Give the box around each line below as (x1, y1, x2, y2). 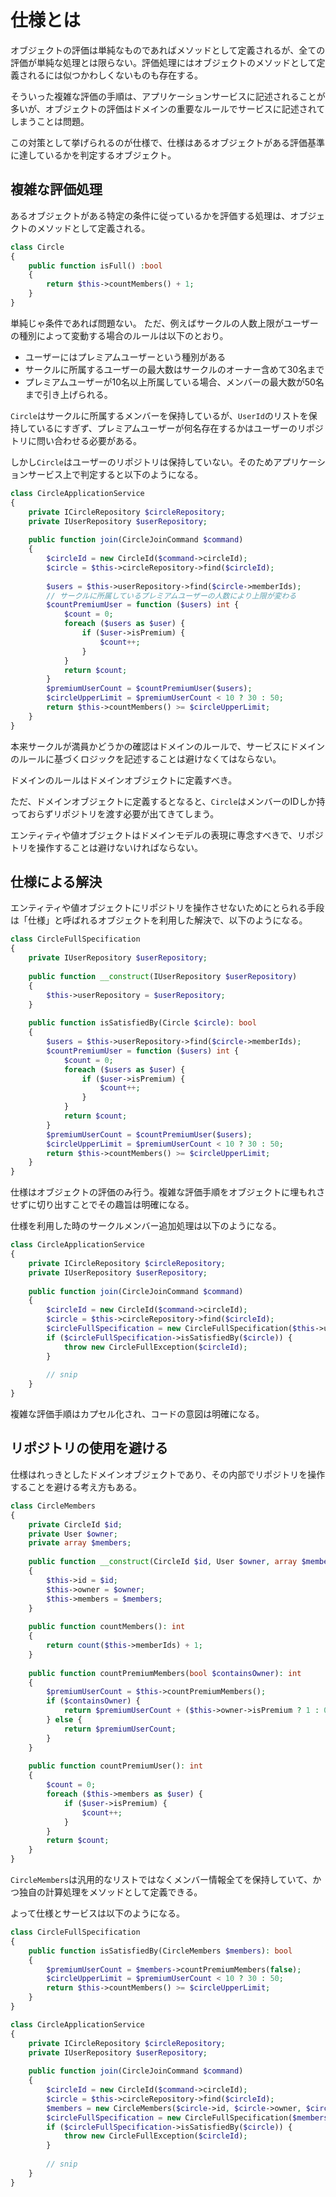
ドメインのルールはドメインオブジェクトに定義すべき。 (10, 774, 238, 786)
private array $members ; (28, 1538, 132, 1548)
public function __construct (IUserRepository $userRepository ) (28, 971, 298, 981)
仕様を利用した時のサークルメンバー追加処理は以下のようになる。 (10, 1220, 282, 1232)
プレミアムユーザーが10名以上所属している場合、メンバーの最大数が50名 (24, 376, 325, 388)
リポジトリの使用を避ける (10, 1440, 168, 1457)
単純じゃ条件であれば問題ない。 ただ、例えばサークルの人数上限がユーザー (10, 317, 319, 329)
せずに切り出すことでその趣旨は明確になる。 (10, 1199, 195, 1211)
